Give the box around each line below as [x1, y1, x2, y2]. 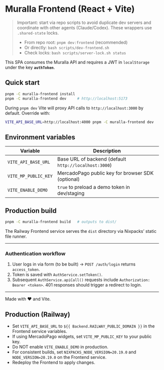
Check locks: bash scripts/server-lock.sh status [24, 50, 126, 56]
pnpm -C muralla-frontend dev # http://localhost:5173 [5, 96, 128, 101]
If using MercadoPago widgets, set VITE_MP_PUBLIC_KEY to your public [12, 333, 152, 339]
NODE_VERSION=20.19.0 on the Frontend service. [12, 354, 106, 360]
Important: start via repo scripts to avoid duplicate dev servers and [17, 20, 151, 25]
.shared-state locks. [17, 30, 59, 36]
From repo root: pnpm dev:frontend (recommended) [24, 39, 128, 45]
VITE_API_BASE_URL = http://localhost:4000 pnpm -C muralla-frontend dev [5, 120, 154, 124]
